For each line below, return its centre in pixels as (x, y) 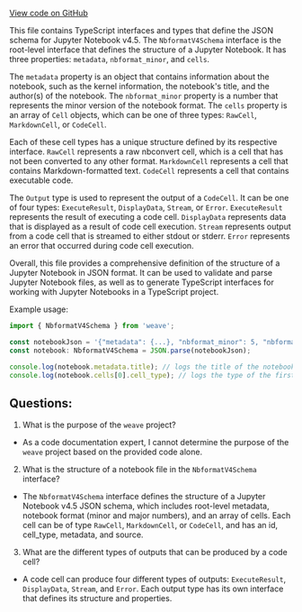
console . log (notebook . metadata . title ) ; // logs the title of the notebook (152, 367)
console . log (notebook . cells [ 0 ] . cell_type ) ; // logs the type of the (140, 375)
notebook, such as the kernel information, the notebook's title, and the (139, 86)
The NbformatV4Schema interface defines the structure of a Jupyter (144, 497)
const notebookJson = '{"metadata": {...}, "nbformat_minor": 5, (134, 342)
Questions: (41, 403)
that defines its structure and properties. (97, 598)
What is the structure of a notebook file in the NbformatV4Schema (140, 470)
